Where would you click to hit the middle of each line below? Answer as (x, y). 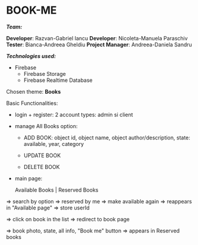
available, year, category (54, 144)
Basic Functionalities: (32, 103)
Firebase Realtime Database (58, 80)
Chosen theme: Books (34, 91)
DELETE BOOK (42, 167)
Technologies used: (31, 56)
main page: (29, 178)
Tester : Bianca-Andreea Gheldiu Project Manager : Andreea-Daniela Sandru (99, 44)
